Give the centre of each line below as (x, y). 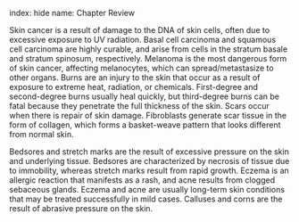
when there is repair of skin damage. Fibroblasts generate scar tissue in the (148, 115)
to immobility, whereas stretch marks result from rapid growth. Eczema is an (149, 170)
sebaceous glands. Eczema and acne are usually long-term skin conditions (147, 189)
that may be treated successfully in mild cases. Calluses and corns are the (146, 199)
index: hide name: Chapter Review (72, 13)
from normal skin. (42, 134)
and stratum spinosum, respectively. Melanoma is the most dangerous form (148, 58)
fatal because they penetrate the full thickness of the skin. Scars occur (140, 106)
